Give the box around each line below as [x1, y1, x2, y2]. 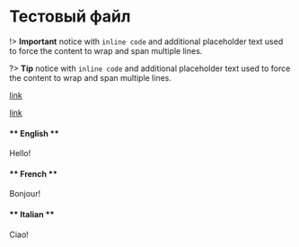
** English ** [9, 128, 60, 138]
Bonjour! [9, 189, 41, 199]
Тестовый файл [9, 6, 131, 27]
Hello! [9, 148, 31, 159]
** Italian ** [9, 208, 55, 219]
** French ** [9, 168, 58, 179]
